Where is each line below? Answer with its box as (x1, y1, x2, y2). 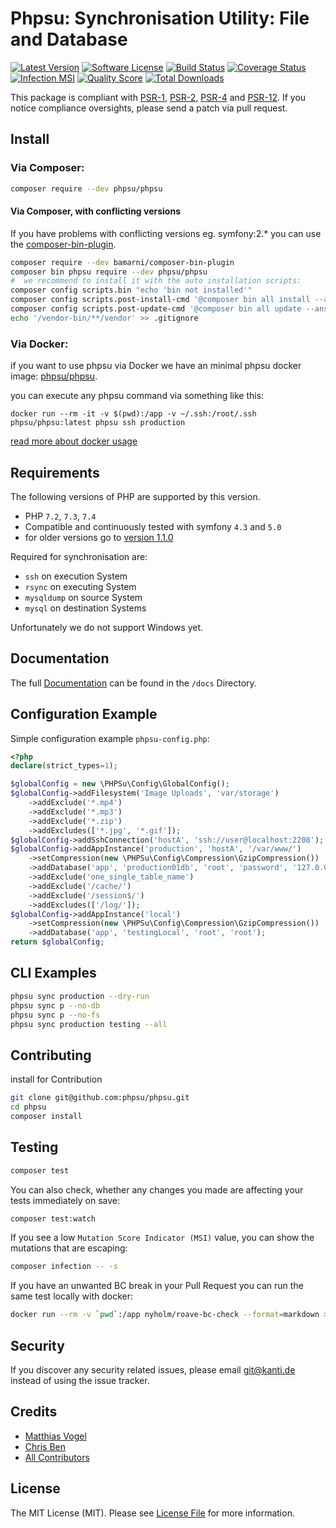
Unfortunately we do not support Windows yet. (10, 621, 204, 633)
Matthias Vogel (24, 1430, 87, 1442)
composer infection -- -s (10, 1262, 118, 1272)
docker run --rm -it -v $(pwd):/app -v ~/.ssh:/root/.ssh (10, 409, 257, 419)
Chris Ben (24, 1440, 67, 1452)
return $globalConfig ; (10, 937, 105, 947)
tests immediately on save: (10, 1194, 120, 1206)
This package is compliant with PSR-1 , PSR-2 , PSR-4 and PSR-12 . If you (10, 91, 307, 103)
